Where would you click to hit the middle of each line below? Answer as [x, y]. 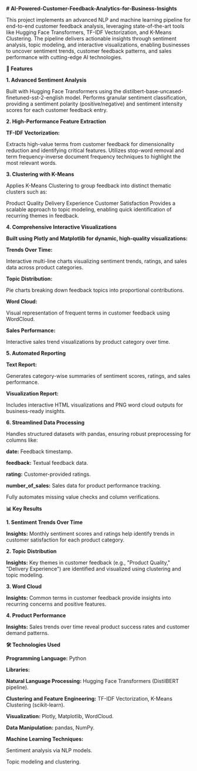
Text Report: [21, 364]
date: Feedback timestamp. [39, 452]
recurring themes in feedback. [43, 216]
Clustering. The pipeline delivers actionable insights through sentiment [91, 38]
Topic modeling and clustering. [43, 762]
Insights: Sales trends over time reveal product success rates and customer [98, 627]
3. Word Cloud [24, 586]
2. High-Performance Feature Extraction [56, 121]
